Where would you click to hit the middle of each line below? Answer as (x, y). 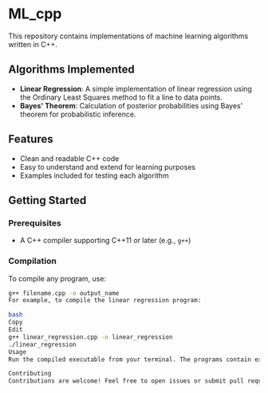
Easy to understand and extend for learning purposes (108, 167)
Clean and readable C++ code (69, 158)
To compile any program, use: (57, 278)
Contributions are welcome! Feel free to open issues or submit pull (126, 381)
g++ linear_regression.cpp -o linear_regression (91, 337)
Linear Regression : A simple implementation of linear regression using (136, 88)
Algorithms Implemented (72, 70)
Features (31, 139)
